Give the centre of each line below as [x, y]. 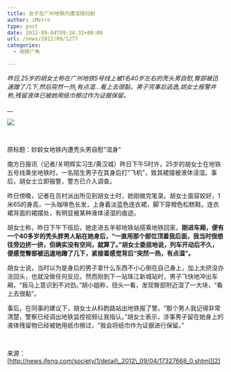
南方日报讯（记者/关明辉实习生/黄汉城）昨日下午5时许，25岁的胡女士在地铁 [114, 164]
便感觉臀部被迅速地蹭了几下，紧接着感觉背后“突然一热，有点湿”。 [101, 253]
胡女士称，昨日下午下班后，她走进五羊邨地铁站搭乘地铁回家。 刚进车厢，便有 [115, 227]
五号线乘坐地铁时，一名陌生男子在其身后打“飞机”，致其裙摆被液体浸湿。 [109, 172]
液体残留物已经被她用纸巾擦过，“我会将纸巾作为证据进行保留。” [96, 325]
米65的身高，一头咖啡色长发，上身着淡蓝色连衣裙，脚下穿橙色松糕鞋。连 [110, 204]
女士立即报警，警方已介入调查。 [70, 181]
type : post [23, 26]
